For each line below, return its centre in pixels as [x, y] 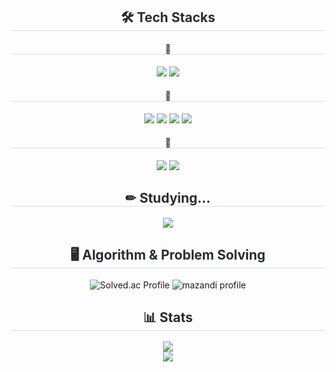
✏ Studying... [168, 198]
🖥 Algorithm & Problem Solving [168, 255]
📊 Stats [168, 317]
